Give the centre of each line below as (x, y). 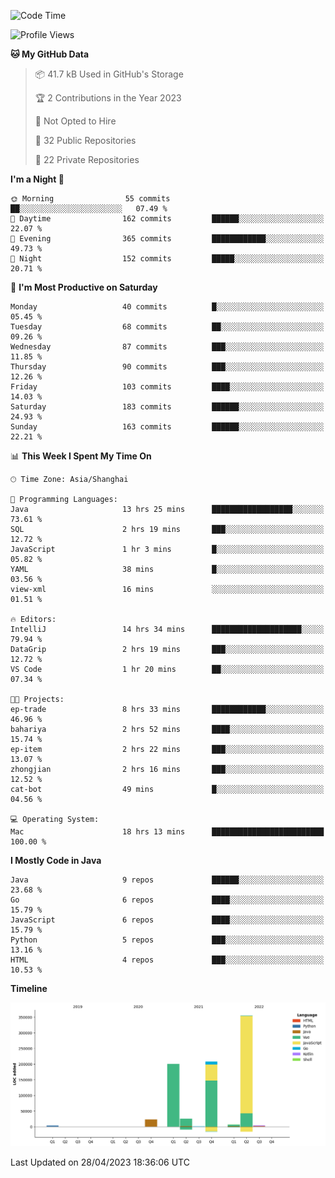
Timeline (29, 988)
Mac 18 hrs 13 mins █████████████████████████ (167, 832)
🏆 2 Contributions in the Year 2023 (108, 98)
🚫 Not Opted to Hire (75, 121)
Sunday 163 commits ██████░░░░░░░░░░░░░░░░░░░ (167, 427)
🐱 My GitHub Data (50, 54)
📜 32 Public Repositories (85, 140)
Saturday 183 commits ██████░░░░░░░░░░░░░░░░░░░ (167, 407)
